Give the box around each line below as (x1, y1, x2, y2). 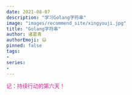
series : (6, 59, 26, 65)
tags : (6, 48, 20, 54)
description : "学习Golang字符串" (6, 15, 86, 21)
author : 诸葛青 (6, 31, 42, 38)
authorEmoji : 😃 (6, 37, 47, 43)
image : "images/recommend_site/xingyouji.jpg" (6, 20, 127, 26)
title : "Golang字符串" (6, 25, 61, 32)
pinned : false (6, 43, 43, 49)
